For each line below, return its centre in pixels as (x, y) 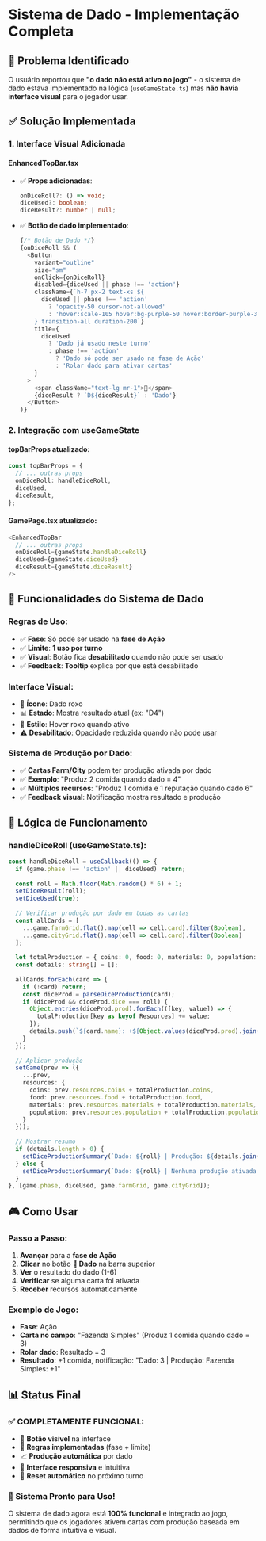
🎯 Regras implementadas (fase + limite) (85, 1447)
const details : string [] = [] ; (67, 965)
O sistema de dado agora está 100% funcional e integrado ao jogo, (118, 1514)
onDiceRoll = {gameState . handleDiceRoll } (81, 553)
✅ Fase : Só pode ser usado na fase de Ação (92, 639)
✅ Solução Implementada (72, 122)
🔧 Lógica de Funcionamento (78, 822)
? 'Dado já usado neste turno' (100, 344)
